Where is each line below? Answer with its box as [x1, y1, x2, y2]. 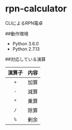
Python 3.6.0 [12, 40, 39, 46]
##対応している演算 [5, 56, 46, 62]
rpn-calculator [5, 3, 67, 14]
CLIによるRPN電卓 [5, 20, 43, 26]
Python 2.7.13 [12, 46, 40, 52]
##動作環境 [5, 30, 28, 36]
